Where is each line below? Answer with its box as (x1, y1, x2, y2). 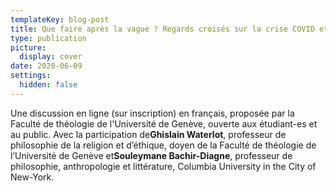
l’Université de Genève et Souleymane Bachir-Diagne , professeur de (10, 149, 293, 161)
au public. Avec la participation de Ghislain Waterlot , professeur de (10, 128, 287, 140)
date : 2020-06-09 (10, 61, 83, 71)
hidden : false (19, 80, 78, 90)
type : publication (10, 33, 87, 43)
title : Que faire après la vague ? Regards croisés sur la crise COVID (10, 24, 315, 34)
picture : (10, 42, 47, 53)
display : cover (19, 52, 83, 62)
